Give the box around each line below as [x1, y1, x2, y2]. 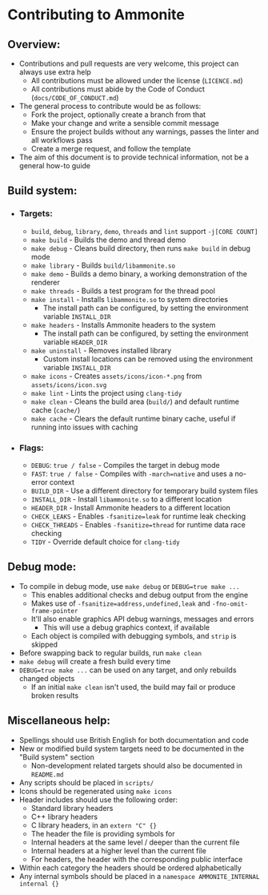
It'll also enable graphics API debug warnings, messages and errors [30, 614, 254, 623]
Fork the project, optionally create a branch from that [30, 110, 206, 119]
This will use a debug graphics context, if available [42, 623, 210, 632]
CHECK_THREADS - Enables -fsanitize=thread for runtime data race [30, 519, 246, 530]
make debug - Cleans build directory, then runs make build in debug [30, 243, 251, 253]
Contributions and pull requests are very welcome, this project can [18, 58, 239, 68]
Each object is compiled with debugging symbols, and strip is [30, 631, 237, 640]
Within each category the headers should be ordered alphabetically [18, 863, 242, 873]
